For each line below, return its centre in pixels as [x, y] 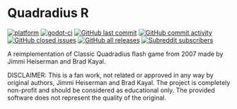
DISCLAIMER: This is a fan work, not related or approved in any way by [110, 75]
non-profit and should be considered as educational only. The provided [111, 90]
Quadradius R [48, 13]
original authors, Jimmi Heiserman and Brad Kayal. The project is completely [119, 82]
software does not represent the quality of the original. [87, 98]
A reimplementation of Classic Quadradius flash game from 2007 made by [115, 54]
